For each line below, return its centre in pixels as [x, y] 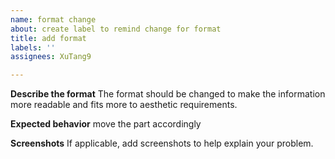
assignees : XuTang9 [51, 57]
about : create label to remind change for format [116, 29]
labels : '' [33, 47]
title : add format [48, 38]
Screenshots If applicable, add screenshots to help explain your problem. [162, 143]
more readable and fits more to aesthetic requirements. [124, 105]
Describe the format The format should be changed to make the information [168, 94]
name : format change [53, 19]
